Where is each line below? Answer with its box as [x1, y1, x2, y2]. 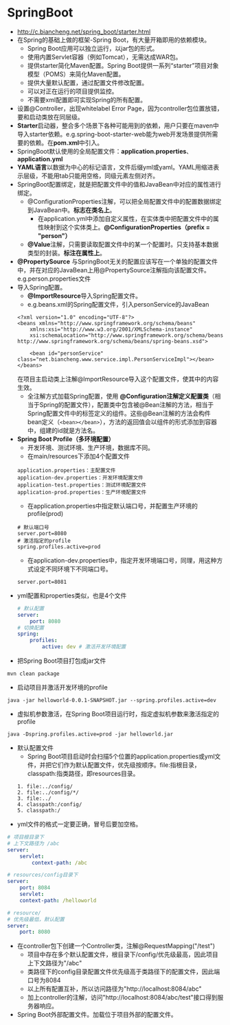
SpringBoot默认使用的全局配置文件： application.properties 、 [16, 147, 193, 155]
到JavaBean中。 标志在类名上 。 [27, 206, 116, 214]
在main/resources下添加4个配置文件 [27, 451, 130, 460]
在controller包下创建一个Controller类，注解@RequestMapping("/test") [16, 942, 216, 950]
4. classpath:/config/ [16, 801, 82, 808]
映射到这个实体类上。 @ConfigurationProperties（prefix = [43, 223, 211, 231]
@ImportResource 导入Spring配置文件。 [27, 292, 142, 300]
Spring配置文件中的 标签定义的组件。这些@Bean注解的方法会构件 [27, 409, 211, 417]
